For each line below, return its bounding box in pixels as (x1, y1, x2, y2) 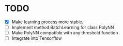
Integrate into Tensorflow (11, 35, 62, 41)
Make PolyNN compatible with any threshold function (11, 30, 118, 36)
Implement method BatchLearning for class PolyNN (11, 25, 114, 30)
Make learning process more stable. (11, 19, 83, 25)
